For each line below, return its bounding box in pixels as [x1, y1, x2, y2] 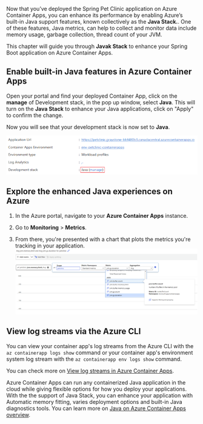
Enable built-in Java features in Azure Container [6, 67, 192, 77]
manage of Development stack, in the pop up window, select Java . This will [6, 98, 196, 106]
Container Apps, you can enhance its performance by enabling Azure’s [6, 12, 183, 19]
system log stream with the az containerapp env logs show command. [6, 355, 182, 363]
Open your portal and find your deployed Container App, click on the [6, 92, 178, 99]
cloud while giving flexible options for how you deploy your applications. [6, 385, 187, 392]
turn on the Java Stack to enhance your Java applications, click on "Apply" [6, 105, 194, 112]
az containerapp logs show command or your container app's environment [6, 349, 193, 356]
